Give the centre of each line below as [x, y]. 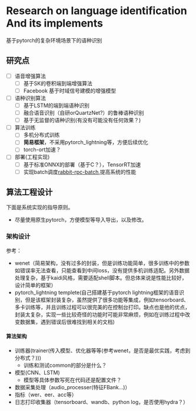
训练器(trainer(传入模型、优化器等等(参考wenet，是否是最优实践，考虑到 [102, 350]
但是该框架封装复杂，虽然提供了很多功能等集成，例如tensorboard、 [107, 300]
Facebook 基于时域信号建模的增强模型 [70, 91]
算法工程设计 [29, 192]
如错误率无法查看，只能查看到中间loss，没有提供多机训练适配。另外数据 [102, 270]
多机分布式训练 [41, 135]
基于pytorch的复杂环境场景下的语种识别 [54, 40]
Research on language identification [97, 11]
